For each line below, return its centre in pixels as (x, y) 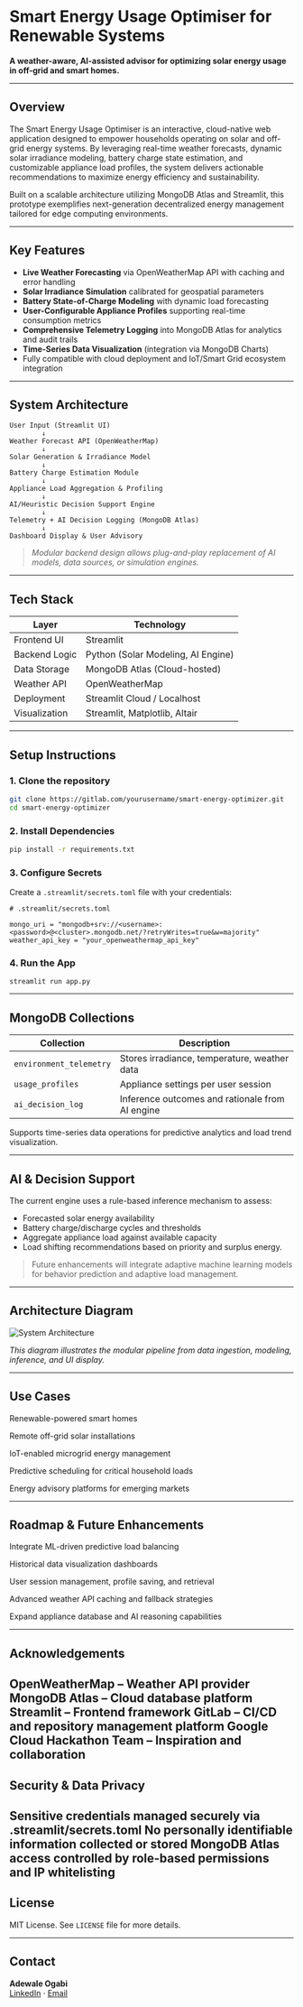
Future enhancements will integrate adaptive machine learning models (162, 1264)
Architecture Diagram (71, 1311)
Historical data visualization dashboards (83, 1564)
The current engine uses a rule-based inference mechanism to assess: (141, 1201)
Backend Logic (46, 654)
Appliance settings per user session (196, 1085)
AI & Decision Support (72, 1179)
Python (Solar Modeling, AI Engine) (160, 654)
